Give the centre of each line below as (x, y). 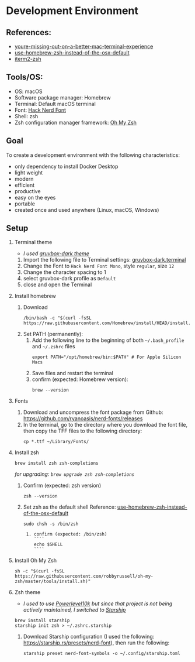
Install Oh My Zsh (36, 561)
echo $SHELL (48, 545)
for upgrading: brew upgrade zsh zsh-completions (74, 474)
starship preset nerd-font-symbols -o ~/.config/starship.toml (102, 654)
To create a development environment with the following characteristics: (93, 155)
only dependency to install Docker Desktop (66, 166)
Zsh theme (27, 592)
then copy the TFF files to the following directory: (83, 431)
